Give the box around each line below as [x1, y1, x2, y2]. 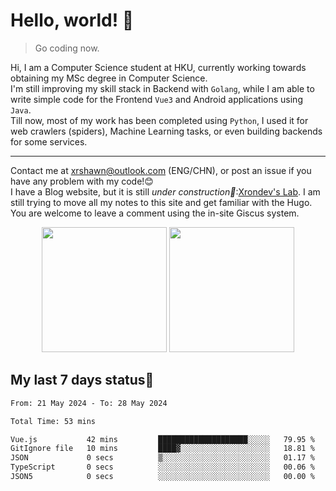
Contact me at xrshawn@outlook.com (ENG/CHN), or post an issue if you [10, 164, 312, 176]
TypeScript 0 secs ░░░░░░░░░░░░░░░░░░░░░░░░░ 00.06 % [10, 462, 315, 473]
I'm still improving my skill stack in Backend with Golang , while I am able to [10, 82, 315, 94]
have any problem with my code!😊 [10, 175, 154, 187]
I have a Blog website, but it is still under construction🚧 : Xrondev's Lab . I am [10, 185, 321, 198]
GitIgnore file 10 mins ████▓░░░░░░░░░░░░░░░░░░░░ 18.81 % [10, 444, 315, 454]
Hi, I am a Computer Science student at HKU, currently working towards [10, 61, 307, 73]
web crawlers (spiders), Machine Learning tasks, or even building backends [10, 125, 323, 137]
